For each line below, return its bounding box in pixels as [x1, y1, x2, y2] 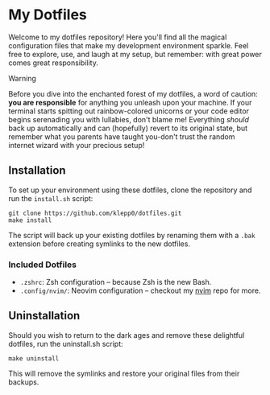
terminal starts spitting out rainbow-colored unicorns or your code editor [8, 106, 250, 116]
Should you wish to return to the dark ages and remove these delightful [8, 330, 245, 339]
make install [8, 216, 52, 224]
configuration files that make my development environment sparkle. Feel [8, 40, 249, 50]
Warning [8, 73, 36, 83]
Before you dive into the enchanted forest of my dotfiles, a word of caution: [8, 88, 258, 98]
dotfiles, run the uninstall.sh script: [8, 339, 123, 348]
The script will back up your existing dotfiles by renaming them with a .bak [8, 230, 255, 240]
